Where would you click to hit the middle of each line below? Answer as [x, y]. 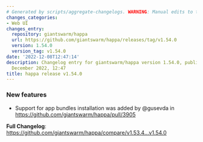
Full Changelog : [26, 126]
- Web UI [17, 23]
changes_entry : [25, 29]
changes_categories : [32, 18]
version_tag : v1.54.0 [39, 51]
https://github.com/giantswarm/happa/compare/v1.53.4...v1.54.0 [87, 132]
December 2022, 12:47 [39, 68]
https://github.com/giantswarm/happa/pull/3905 [75, 114]
